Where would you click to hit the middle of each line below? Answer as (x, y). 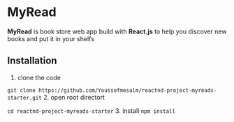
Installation (32, 61)
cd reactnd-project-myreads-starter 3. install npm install (92, 110)
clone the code (39, 77)
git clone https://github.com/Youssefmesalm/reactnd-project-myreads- (112, 90)
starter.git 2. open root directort (56, 97)
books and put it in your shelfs (51, 38)
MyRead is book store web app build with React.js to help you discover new (117, 31)
